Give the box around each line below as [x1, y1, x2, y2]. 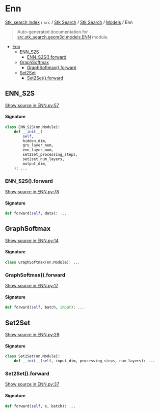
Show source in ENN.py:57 [5, 102, 59, 108]
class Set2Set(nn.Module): [5, 354, 60, 359]
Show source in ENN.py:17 [5, 283, 58, 289]
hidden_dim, [23, 138, 48, 143]
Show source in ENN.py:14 [5, 238, 59, 243]
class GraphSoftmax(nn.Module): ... [5, 260, 80, 265]
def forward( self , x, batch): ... [5, 404, 76, 409]
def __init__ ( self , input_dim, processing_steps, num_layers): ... [14, 358, 155, 364]
